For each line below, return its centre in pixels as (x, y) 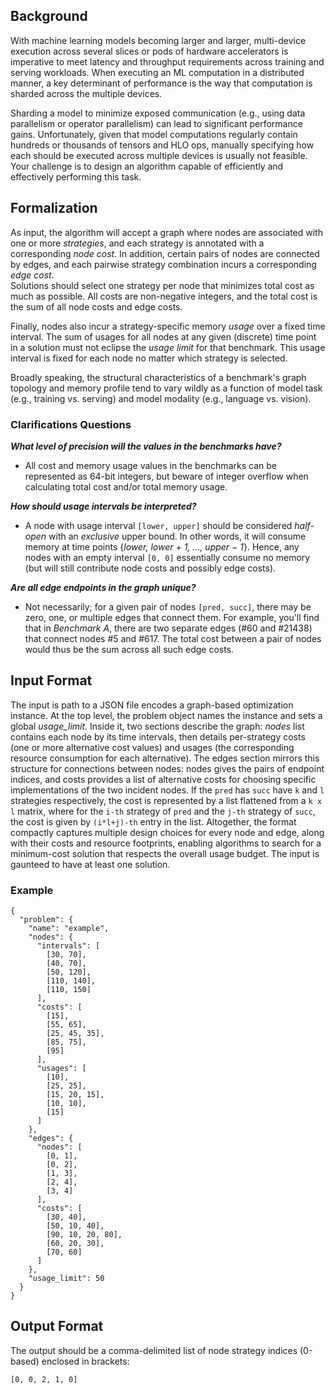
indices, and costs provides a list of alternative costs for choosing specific (163, 779)
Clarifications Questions (71, 424)
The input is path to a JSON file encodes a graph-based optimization (152, 705)
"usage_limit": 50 (66, 1279)
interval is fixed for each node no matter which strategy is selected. (149, 358)
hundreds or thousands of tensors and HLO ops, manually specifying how (162, 145)
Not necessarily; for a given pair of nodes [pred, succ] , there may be (168, 606)
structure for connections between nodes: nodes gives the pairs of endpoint (167, 768)
